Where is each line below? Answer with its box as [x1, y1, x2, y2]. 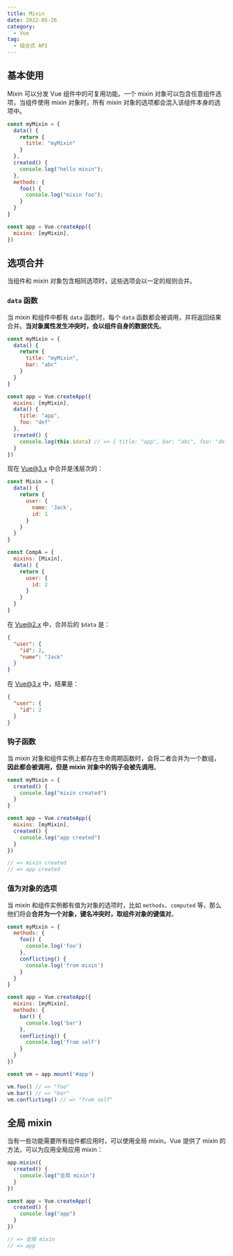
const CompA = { [7, 549, 54, 556]
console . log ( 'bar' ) [25, 1020, 82, 1027]
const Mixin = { [7, 478, 54, 485]
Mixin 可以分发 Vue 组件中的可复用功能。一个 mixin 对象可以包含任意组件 [7, 89, 216, 98]
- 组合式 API [13, 42, 48, 49]
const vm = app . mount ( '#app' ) [7, 1070, 95, 1078]
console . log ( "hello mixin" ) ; [19, 166, 104, 173]
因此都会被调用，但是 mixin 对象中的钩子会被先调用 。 [7, 762, 160, 771]
